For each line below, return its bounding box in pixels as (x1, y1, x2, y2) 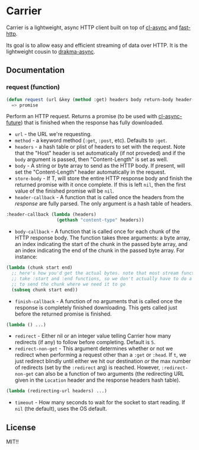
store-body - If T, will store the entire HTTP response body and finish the (14, 175, 192, 182)
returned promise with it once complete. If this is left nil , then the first (14, 181, 186, 188)
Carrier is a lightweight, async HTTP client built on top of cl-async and (6, 24, 178, 31)
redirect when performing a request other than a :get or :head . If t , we (14, 351, 187, 358)
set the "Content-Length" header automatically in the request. (14, 168, 166, 176)
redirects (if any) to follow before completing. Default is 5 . (14, 339, 156, 346)
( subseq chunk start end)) (11, 287, 78, 292)
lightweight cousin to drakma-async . (6, 48, 96, 55)
